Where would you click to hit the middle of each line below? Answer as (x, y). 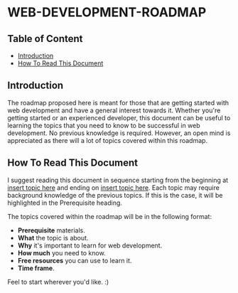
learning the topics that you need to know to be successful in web (104, 125)
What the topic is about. (53, 238)
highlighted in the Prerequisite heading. (65, 203)
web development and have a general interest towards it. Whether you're (114, 110)
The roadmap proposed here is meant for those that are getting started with (118, 102)
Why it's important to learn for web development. (90, 245)
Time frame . (36, 268)
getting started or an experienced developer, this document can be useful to (119, 117)
